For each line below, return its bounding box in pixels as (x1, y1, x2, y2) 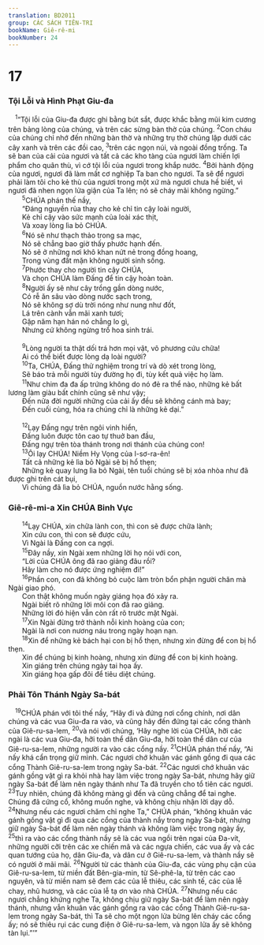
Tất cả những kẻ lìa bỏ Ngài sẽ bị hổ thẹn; (22, 458, 158, 467)
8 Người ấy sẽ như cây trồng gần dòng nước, (22, 282, 165, 293)
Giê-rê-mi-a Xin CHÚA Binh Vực (8, 502, 133, 514)
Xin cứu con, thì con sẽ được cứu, (22, 530, 132, 540)
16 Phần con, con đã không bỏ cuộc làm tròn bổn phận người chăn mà (22, 573, 247, 584)
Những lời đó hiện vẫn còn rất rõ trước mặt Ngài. (22, 608, 179, 618)
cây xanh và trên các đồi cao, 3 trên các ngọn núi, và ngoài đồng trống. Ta (8, 141, 247, 152)
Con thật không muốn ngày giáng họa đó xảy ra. (22, 591, 179, 600)
